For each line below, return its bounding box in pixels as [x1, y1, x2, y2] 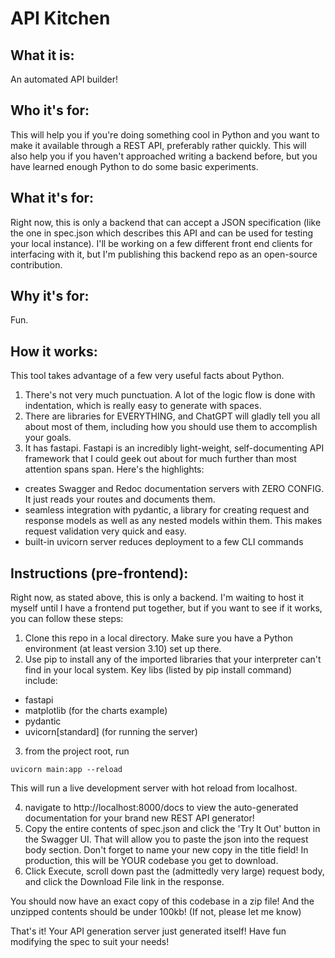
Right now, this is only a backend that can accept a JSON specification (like [10, 216, 322, 228]
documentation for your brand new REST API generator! [24, 812, 255, 824]
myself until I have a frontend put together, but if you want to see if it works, [10, 602, 323, 614]
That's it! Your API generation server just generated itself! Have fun [10, 925, 287, 937]
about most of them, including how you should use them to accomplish [24, 421, 318, 433]
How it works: [10, 343, 98, 360]
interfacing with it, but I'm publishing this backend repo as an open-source [10, 248, 318, 260]
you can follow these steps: [10, 613, 124, 625]
